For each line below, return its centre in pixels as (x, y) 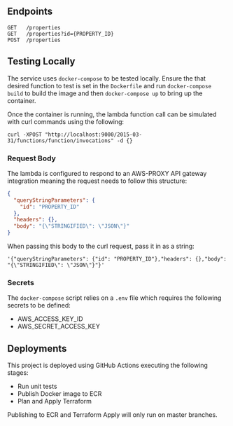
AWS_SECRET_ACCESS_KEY (58, 327)
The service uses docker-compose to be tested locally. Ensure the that (107, 78)
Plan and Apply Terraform (55, 401)
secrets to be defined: (39, 305)
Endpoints (30, 12)
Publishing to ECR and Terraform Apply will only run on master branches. (113, 415)
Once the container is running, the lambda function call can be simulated (112, 114)
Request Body (31, 158)
